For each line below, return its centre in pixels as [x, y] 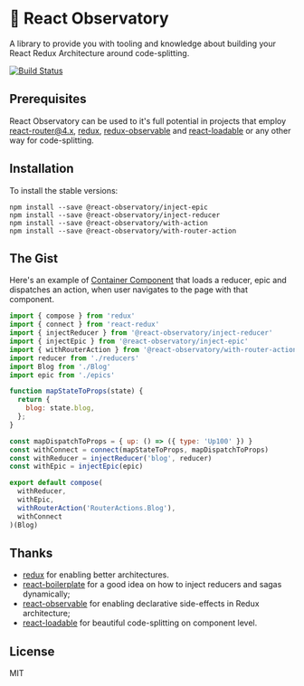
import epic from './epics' [62, 375]
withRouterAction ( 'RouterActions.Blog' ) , [97, 508]
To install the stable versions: [64, 190]
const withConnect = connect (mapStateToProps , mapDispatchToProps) [139, 450]
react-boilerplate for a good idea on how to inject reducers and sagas [152, 585]
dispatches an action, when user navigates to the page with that [129, 290]
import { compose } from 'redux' [72, 316]
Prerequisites [48, 99]
